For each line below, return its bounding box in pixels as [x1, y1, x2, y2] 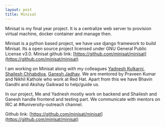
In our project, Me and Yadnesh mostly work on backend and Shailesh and [5, 91, 157, 97]
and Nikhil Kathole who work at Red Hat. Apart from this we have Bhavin [5, 76, 153, 82]
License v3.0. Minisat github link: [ [5, 50, 75, 57]
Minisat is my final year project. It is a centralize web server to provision [5, 25, 152, 31]
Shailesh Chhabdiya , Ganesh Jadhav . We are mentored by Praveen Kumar [5, 71, 156, 77]
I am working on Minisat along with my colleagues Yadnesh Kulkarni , [5, 65, 145, 72]
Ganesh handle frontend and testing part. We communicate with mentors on [5, 96, 161, 102]
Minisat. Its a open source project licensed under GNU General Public [5, 45, 147, 51]
